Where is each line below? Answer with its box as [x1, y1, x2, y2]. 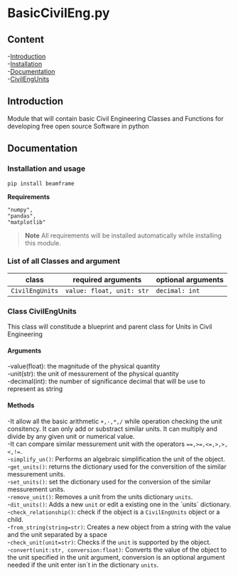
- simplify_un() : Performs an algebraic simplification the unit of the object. [7, 454, 225, 463]
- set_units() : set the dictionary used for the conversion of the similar [7, 477, 211, 486]
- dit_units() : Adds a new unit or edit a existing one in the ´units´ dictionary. [7, 500, 232, 508]
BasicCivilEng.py [7, 5, 110, 21]
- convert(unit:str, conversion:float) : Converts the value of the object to [7, 545, 227, 554]
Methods [7, 400, 35, 410]
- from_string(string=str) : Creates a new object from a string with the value [7, 523, 232, 531]
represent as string [7, 385, 63, 393]
